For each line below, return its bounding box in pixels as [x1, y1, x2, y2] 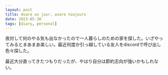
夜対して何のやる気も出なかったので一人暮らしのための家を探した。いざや [5, 35, 159, 41]
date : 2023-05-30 [5, 16, 42, 21]
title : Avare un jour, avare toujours [5, 12, 86, 17]
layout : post [5, 7, 33, 12]
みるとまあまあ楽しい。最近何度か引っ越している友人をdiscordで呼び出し [9, 42, 161, 48]
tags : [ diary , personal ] [5, 21, 57, 26]
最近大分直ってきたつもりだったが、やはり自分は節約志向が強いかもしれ [5, 58, 154, 65]
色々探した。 [5, 48, 32, 54]
